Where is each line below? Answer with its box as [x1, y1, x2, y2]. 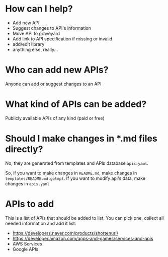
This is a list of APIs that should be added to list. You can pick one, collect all [5, 215, 164, 221]
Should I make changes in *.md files [5, 133, 157, 144]
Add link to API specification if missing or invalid [12, 36, 113, 42]
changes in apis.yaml [5, 180, 50, 186]
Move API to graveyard [12, 30, 60, 36]
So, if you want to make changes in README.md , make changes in [5, 170, 137, 176]
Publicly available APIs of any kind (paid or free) [5, 115, 105, 121]
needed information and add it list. [5, 220, 76, 226]
